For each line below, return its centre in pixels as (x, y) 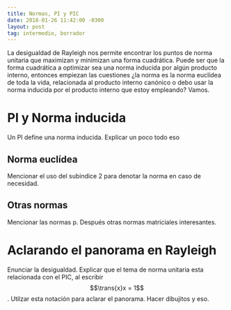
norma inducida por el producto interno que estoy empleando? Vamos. (109, 90)
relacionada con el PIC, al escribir (55, 277)
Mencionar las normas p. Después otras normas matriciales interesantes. (112, 222)
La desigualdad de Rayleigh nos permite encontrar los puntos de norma (110, 53)
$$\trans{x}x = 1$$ (117, 288)
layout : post (26, 26)
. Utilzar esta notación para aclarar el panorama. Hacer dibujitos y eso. (108, 299)
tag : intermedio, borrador (46, 33)
